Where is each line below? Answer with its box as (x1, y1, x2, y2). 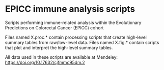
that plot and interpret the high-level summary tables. (5, 45, 113, 50)
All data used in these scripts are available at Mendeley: (5, 54, 118, 60)
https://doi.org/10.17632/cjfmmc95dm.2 (5, 59, 85, 65)
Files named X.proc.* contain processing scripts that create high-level (5, 34, 147, 40)
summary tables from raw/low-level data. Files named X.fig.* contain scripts (5, 39, 160, 45)
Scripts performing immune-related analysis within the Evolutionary (5, 20, 141, 25)
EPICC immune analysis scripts (5, 3, 135, 15)
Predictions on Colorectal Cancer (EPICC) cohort (5, 24, 104, 30)
